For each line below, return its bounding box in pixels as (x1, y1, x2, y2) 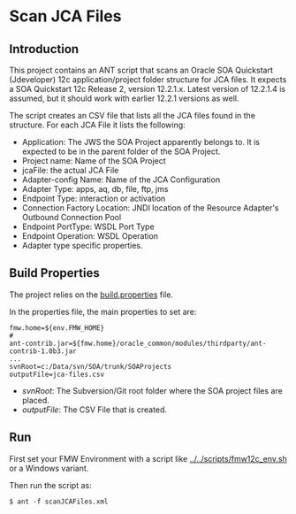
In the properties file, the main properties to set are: (9, 306, 197, 317)
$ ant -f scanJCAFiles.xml (9, 497, 109, 506)
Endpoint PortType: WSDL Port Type (21, 221, 155, 232)
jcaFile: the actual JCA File (21, 165, 119, 175)
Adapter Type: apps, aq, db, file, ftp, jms (21, 184, 169, 194)
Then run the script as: (9, 479, 92, 490)
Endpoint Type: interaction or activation (21, 193, 166, 203)
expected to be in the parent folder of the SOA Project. (21, 146, 221, 157)
